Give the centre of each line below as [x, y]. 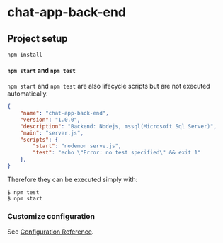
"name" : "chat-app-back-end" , [65, 113]
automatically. [28, 94]
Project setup [38, 39]
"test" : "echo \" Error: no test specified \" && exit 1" [117, 153]
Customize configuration [51, 216]
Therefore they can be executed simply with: [73, 179]
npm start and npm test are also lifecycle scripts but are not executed [109, 86]
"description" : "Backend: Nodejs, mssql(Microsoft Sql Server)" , [119, 126]
